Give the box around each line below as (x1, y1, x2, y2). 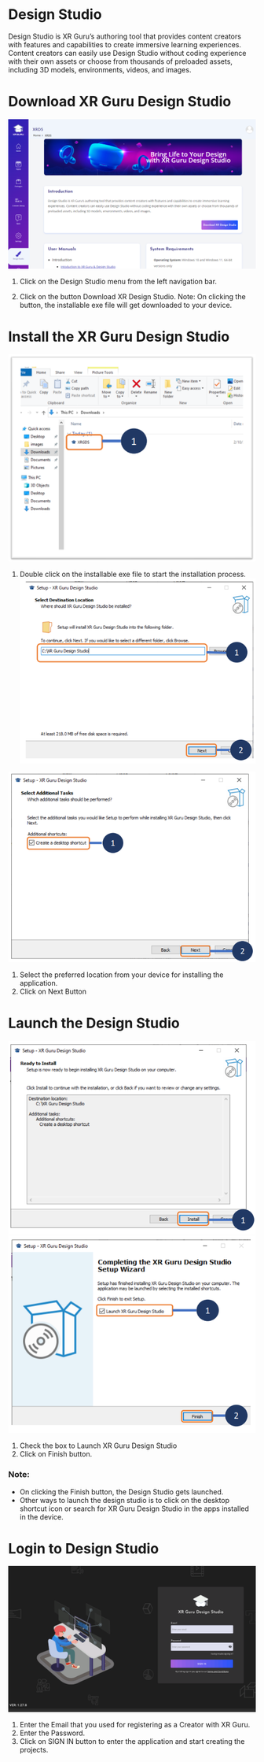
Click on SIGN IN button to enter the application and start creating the (19, 1736, 245, 1745)
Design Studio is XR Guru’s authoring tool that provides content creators (8, 31, 242, 41)
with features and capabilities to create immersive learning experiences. (8, 39, 242, 49)
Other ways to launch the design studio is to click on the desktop (19, 1495, 230, 1505)
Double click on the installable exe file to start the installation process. (19, 569, 246, 579)
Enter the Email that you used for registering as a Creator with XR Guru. (19, 1719, 251, 1729)
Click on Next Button (19, 986, 86, 996)
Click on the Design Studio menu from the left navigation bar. (19, 276, 218, 286)
